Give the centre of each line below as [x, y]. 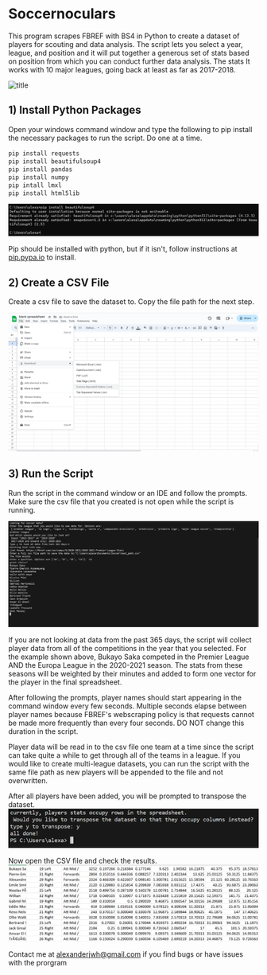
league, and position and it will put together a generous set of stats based [129, 53]
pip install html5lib [44, 193]
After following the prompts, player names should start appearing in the [125, 698]
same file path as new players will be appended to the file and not [116, 772]
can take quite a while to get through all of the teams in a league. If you [124, 755]
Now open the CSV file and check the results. [83, 860]
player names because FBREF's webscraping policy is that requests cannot [131, 714]
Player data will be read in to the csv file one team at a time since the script [131, 747]
